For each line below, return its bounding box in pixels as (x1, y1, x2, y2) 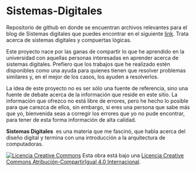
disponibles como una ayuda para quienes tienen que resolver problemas (6, 66, 186, 74)
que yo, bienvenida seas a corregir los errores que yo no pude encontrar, (6, 110, 185, 117)
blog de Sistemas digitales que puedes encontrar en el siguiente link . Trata (6, 30, 189, 37)
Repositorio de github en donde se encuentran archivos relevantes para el (6, 24, 188, 31)
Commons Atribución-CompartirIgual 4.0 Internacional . (6, 158, 141, 165)
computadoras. (6, 140, 43, 147)
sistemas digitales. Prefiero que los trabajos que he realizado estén (6, 61, 170, 68)
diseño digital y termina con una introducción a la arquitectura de (6, 134, 166, 141)
